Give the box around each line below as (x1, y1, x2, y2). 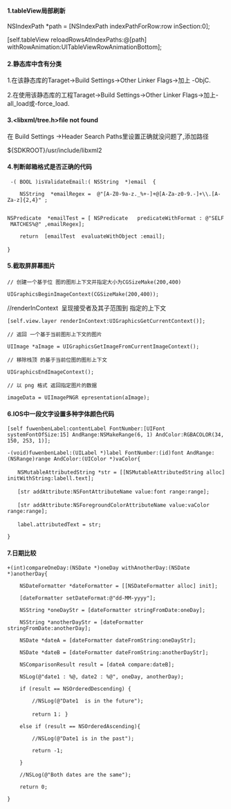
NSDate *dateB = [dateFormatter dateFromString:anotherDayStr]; (19, 649, 209, 656)
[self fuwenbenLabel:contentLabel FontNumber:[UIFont (7, 425, 166, 432)
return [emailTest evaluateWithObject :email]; (19, 232, 166, 240)
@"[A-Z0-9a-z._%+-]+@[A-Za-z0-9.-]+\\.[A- (96, 190, 221, 197)
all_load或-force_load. (7, 100, 70, 108)
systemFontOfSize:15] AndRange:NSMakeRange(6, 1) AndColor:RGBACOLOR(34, (7, 431, 225, 438)
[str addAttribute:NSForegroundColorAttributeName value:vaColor (17, 502, 210, 509)
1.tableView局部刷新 (7, 6, 66, 15)
